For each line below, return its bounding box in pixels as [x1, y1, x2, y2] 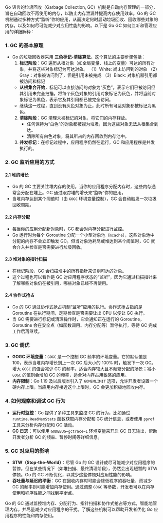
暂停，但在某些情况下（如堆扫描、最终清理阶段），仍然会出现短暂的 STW [12, 465, 158, 471]
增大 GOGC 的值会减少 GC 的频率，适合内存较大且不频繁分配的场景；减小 [12, 366, 156, 372]
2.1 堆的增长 [5, 172, 29, 178]
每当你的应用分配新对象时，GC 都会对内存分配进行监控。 [12, 226, 127, 232]
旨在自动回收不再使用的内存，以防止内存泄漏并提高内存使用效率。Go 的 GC [5, 10, 156, 16]
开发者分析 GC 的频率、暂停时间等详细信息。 [12, 434, 102, 440]
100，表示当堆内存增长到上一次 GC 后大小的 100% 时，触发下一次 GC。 [12, 360, 156, 366]
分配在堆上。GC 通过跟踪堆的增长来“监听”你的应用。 [20, 190, 126, 196]
